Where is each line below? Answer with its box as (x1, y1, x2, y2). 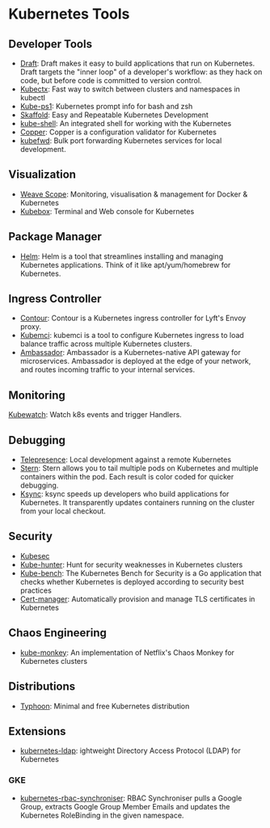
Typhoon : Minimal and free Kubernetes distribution (19, 701, 190, 711)
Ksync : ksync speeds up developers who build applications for (19, 489, 230, 499)
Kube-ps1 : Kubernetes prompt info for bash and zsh (19, 102, 193, 111)
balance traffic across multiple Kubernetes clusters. (19, 339, 192, 349)
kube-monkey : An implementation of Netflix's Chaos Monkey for (19, 648, 234, 657)
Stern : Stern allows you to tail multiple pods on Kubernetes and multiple (19, 463, 259, 473)
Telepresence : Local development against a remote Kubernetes (19, 454, 232, 465)
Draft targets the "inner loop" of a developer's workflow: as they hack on (19, 67, 263, 77)
